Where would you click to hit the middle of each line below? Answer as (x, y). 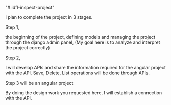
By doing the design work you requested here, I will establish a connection (84, 93)
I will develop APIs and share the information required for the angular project (86, 68)
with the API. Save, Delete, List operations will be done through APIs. (77, 73)
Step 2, (13, 58)
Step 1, (12, 27)
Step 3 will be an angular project (39, 83)
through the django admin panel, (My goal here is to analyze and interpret (83, 42)
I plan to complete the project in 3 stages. (49, 17)
